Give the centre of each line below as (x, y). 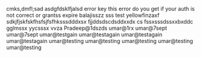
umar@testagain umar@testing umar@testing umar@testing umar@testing (100, 41)
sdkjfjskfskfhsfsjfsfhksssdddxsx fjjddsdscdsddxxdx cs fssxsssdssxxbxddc (100, 22)
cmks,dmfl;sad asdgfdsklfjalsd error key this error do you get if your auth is (101, 9)
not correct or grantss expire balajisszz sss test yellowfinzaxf (83, 15)
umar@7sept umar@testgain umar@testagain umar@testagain (84, 35)
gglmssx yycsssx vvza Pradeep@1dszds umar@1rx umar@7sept (87, 28)
